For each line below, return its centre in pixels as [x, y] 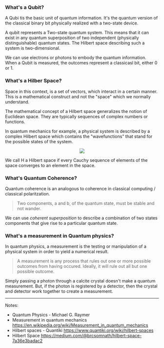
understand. [17, 102]
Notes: [12, 305]
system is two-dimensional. [33, 48]
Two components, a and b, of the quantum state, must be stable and [86, 203]
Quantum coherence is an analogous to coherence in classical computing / [80, 188]
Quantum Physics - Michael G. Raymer [51, 315]
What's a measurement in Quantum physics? [60, 236]
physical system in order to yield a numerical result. [57, 252]
